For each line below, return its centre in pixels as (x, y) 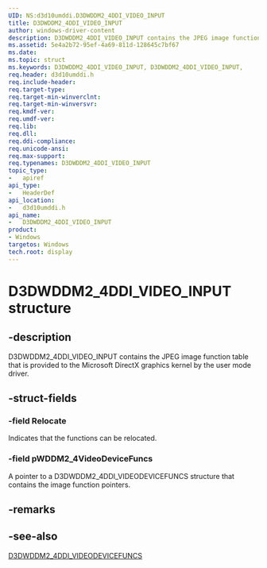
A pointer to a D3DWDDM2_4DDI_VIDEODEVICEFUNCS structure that (121, 476)
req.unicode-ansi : (39, 149)
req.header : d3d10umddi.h (51, 75)
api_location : (32, 200)
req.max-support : (37, 156)
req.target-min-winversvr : (53, 104)
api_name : (25, 215)
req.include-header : (43, 82)
